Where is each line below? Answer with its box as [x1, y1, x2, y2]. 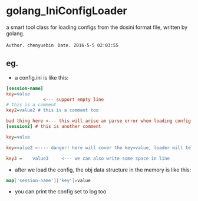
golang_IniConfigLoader [6, 4, 128, 18]
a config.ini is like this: [14, 74, 69, 81]
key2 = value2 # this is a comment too [6, 107, 99, 113]
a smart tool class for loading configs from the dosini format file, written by [6, 24, 188, 31]
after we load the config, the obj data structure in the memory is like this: [14, 166, 192, 173]
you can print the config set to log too [14, 188, 107, 195]
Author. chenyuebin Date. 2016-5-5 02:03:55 [6, 42, 119, 48]
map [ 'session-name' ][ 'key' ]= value [6, 177, 91, 183]
